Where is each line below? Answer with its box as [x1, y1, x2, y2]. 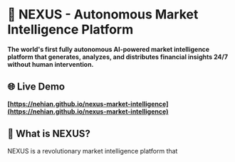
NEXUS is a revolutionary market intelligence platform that [7, 146, 178, 155]
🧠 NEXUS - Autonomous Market [7, 6, 199, 23]
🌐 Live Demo [7, 81, 66, 93]
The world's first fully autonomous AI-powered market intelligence [7, 45, 210, 53]
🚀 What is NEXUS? [7, 128, 91, 140]
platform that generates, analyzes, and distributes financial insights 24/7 [7, 53, 229, 61]
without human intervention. [7, 60, 94, 68]
